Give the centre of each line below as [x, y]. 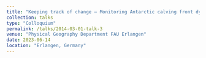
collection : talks [30, 18]
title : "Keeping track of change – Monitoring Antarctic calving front [100, 12]
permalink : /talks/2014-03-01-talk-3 [55, 29]
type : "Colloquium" [31, 23]
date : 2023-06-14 [29, 40]
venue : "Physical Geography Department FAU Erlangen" [77, 34]
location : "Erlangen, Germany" [46, 46]
